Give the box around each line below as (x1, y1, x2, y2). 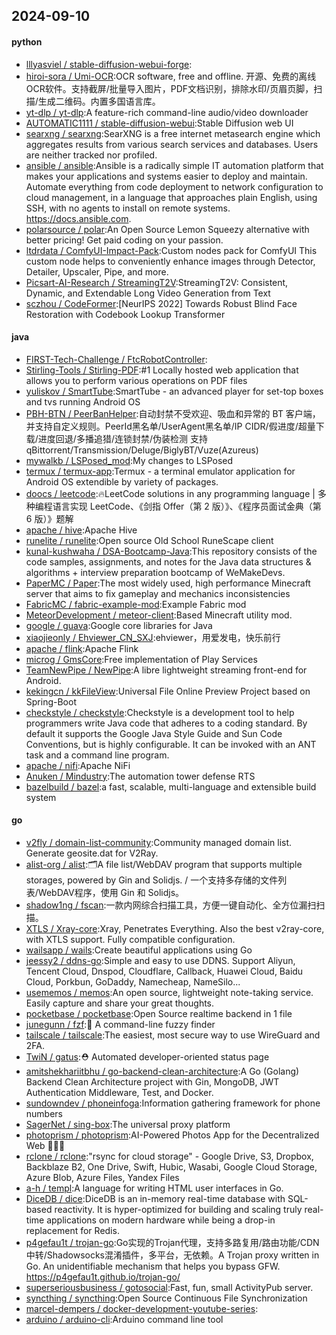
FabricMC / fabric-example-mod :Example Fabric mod (25, 598, 247, 610)
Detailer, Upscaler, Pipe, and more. (25, 265, 169, 278)
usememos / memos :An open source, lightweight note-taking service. (25, 987, 314, 998)
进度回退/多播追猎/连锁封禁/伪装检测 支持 (37, 432, 208, 444)
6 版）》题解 (25, 512, 74, 524)
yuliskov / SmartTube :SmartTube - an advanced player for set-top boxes (25, 385, 324, 397)
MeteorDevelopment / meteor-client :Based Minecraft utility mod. (25, 609, 293, 621)
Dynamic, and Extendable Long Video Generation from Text (25, 287, 271, 299)
